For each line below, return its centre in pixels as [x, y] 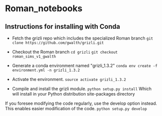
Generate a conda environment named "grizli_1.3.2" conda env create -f [85, 66]
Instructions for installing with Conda [63, 27]
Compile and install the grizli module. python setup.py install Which [82, 89]
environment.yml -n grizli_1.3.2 [46, 70]
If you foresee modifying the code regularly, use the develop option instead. [81, 103]
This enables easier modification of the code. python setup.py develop [76, 108]
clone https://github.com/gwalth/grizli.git [58, 43]
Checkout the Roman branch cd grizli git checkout [65, 52]
